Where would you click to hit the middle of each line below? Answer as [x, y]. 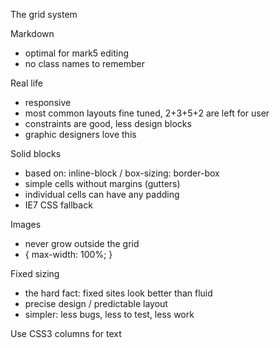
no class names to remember [84, 63]
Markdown [32, 33]
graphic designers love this [80, 134]
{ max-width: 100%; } [68, 254]
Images [26, 224]
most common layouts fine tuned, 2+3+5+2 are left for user [147, 113]
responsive [48, 102]
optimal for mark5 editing [77, 53]
